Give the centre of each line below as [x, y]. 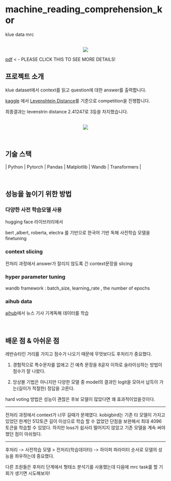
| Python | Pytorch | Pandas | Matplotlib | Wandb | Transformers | [73, 166]
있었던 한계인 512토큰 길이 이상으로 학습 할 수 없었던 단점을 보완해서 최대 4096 [83, 421]
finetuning [16, 238]
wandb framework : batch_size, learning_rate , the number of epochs [78, 288]
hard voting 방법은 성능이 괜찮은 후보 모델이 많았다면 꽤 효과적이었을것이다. [80, 399]
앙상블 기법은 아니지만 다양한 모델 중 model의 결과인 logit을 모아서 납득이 [85, 382]
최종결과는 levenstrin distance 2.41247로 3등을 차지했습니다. [67, 111]
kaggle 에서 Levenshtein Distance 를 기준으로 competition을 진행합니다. [78, 101]
